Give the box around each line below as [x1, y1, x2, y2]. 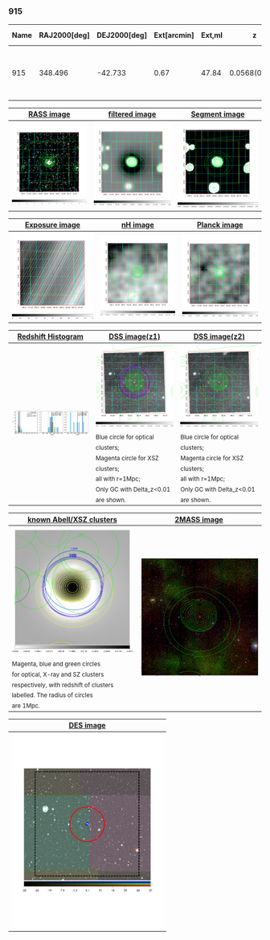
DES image [68, 720, 106, 730]
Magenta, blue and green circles [11, 660, 101, 668]
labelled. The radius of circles [11, 691, 94, 699]
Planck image [196, 220, 243, 230]
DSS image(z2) [193, 332, 245, 341]
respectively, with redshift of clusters [11, 681, 114, 689]
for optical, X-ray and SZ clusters [11, 670, 104, 678]
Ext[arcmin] [153, 31, 194, 40]
